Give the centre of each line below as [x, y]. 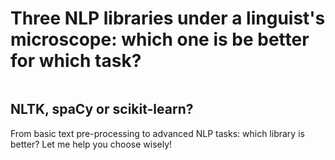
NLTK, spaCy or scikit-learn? [102, 109]
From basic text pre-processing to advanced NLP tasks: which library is [157, 133]
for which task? [76, 61]
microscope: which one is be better [160, 39]
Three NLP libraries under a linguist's [168, 18]
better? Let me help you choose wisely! [91, 144]
